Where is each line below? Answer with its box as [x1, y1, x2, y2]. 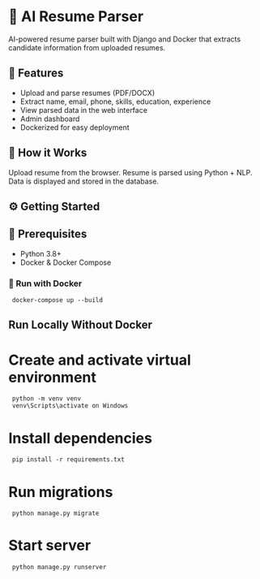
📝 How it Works [8, 146, 87, 160]
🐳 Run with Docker [8, 278, 83, 289]
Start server [8, 536, 92, 555]
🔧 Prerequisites [8, 227, 87, 241]
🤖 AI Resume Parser [8, 7, 144, 26]
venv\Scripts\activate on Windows [11, 402, 129, 410]
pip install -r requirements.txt [11, 456, 126, 464]
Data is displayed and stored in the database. [8, 176, 160, 186]
